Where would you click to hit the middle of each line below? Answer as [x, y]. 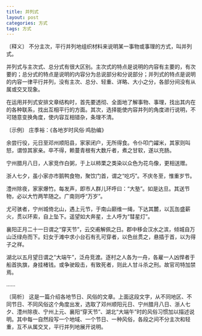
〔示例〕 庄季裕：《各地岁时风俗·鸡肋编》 [57, 130]
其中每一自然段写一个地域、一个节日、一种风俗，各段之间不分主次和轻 [103, 319]
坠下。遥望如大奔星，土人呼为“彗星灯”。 [103, 217]
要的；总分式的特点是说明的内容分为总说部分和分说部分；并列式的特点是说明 [101, 74]
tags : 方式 [19, 29]
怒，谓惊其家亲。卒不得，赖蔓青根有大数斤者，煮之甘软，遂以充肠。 [90, 151]
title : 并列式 [23, 12]
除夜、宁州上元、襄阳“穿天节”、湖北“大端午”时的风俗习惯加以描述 [108, 312]
